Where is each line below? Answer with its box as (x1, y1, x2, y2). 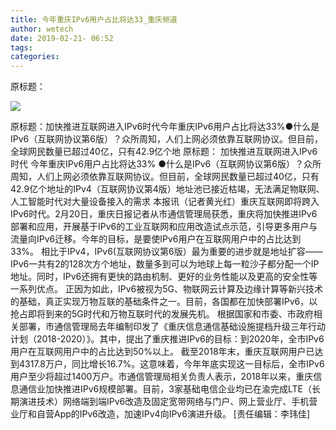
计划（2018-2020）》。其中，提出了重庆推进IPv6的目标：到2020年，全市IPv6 (10, 333, 325, 345)
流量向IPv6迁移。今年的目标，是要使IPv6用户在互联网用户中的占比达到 (10, 233, 302, 245)
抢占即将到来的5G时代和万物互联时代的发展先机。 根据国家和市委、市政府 (10, 308, 314, 320)
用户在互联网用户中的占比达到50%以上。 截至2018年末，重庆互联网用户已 (10, 346, 315, 358)
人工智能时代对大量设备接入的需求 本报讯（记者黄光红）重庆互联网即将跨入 (10, 196, 320, 208)
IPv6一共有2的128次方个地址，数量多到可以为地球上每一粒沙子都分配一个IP (10, 258, 320, 270)
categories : (10, 52, 60, 62)
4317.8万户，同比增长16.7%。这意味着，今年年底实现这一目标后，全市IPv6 (18, 358, 325, 370)
